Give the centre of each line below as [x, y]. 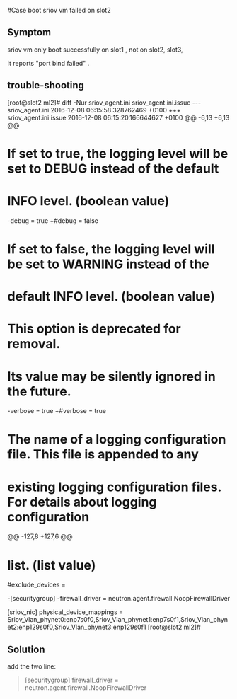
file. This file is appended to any [103, 455]
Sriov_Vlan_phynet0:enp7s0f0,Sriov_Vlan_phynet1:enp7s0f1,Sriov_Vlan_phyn [118, 620]
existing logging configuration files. [114, 487]
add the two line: [32, 666]
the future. [40, 391]
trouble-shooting [46, 85]
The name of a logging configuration [117, 440]
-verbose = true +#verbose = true [57, 411]
